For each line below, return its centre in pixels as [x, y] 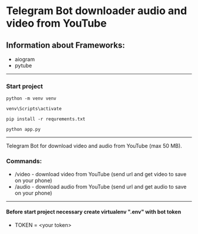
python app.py [24, 130]
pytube [23, 65]
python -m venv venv [32, 98]
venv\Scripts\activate [34, 109]
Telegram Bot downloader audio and [97, 11]
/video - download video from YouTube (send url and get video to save [100, 174]
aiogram [25, 59]
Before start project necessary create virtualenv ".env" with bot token [94, 212]
